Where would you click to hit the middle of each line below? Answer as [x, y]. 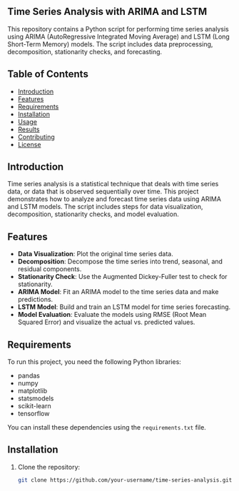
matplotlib [32, 391]
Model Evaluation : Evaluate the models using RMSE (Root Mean [112, 315]
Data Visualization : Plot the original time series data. [95, 254]
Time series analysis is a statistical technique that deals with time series [113, 184]
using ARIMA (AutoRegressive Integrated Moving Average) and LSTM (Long [118, 36]
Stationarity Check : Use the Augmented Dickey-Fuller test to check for [122, 277]
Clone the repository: [49, 467]
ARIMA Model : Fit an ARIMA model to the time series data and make [118, 292]
